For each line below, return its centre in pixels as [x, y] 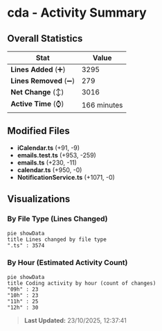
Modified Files [39, 131]
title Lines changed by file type [57, 239]
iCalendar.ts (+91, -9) [48, 148]
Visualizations [39, 199]
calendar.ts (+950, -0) [49, 170]
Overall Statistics [45, 39]
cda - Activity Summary [77, 13]
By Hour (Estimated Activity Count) [67, 263]
